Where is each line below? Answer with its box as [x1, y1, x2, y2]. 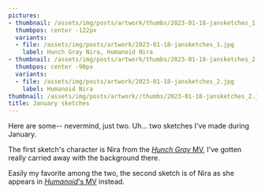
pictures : [8, 11, 41, 20]
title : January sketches [8, 99, 90, 107]
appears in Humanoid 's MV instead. [8, 177, 125, 186]
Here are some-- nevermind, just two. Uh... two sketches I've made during [8, 121, 250, 131]
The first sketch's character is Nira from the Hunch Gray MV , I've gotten [8, 145, 242, 155]
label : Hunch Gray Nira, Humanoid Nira [22, 48, 154, 56]
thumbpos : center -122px [15, 26, 97, 34]
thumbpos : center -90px [15, 63, 93, 71]
